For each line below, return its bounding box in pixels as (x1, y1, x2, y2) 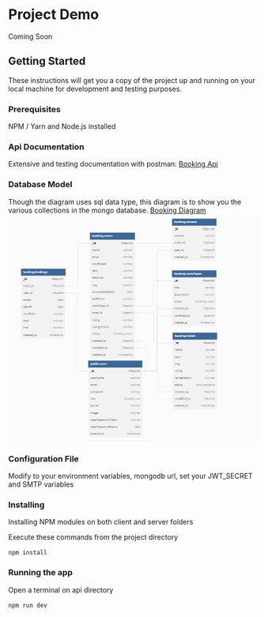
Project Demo (8, 6, 100, 24)
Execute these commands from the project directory (8, 532, 179, 542)
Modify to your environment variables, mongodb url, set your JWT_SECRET (8, 472, 253, 481)
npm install (8, 549, 47, 557)
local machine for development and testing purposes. (8, 84, 183, 93)
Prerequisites (8, 103, 61, 115)
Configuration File (8, 453, 79, 464)
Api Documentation (8, 141, 85, 152)
